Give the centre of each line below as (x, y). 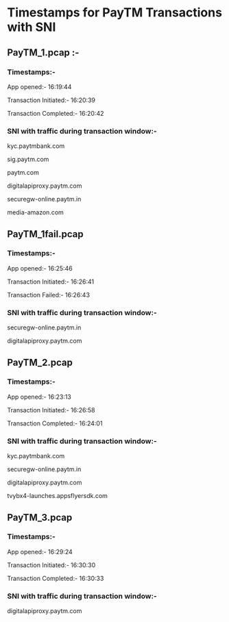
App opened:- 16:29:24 (40, 551)
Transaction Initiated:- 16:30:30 (51, 565)
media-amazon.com (35, 212)
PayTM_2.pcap (40, 362)
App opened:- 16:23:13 (39, 397)
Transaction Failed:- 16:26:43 (49, 295)
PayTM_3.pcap (40, 518)
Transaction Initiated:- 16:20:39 (51, 100)
